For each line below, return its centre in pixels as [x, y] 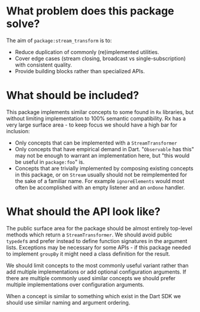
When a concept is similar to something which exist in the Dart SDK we [94, 296]
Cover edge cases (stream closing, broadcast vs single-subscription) [100, 58]
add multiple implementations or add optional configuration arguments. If [96, 272]
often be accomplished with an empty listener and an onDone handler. [100, 187]
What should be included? [73, 96]
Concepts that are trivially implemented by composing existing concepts [104, 168]
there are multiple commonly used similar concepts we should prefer [91, 278]
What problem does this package [90, 11]
